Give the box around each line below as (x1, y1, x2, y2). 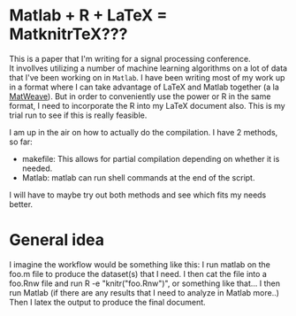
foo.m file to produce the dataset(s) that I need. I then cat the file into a (9, 268, 267, 279)
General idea (9, 230, 104, 250)
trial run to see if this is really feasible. (9, 110, 148, 120)
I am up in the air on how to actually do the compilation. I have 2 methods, (9, 127, 278, 137)
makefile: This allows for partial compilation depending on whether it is (21, 153, 280, 164)
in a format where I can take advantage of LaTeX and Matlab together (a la (9, 81, 280, 92)
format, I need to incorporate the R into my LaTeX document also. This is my (9, 100, 285, 111)
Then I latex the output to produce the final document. (9, 297, 206, 307)
